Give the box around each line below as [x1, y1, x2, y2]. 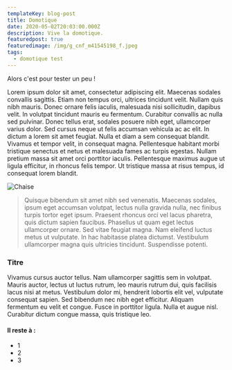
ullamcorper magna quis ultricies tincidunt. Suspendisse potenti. [24, 240, 208, 249]
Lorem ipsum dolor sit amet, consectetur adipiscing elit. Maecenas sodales [7, 87, 221, 96]
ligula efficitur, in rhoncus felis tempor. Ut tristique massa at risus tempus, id [7, 161, 224, 170]
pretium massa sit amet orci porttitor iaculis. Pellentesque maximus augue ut [7, 154, 225, 162]
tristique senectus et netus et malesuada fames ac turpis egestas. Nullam [7, 146, 217, 155]
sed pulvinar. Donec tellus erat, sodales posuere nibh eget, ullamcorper [7, 117, 211, 126]
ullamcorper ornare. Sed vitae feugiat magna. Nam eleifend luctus [24, 225, 213, 233]
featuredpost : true [7, 36, 64, 43]
